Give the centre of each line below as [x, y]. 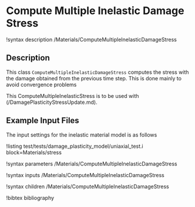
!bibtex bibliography [30, 198]
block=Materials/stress [34, 152]
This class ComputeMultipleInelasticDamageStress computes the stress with [97, 72]
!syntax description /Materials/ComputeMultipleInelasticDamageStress [92, 39]
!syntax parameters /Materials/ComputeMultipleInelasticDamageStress [92, 164]
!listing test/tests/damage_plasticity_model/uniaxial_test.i [75, 146]
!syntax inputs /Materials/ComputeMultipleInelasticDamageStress [85, 175]
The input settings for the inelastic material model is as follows [82, 135]
